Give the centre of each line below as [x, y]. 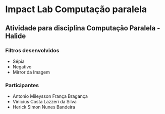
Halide [16, 36]
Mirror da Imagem [31, 72]
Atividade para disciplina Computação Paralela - [83, 28]
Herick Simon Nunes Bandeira [44, 107]
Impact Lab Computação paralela [76, 9]
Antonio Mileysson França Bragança [50, 96]
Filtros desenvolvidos [32, 50]
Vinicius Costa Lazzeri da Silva [44, 102]
